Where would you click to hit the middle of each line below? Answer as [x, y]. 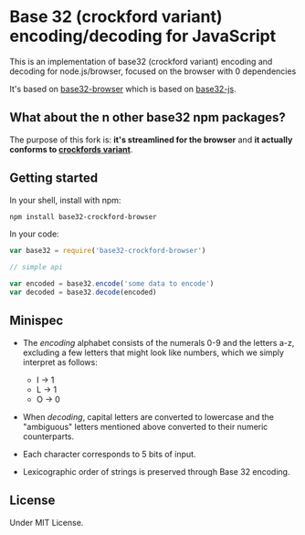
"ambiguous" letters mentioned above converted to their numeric [145, 426]
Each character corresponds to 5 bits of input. [109, 454]
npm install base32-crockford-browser [83, 216]
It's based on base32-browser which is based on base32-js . [123, 89]
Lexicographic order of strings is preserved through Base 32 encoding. [156, 471]
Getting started [54, 178]
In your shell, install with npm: [65, 200]
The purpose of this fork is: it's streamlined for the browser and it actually [151, 140]
